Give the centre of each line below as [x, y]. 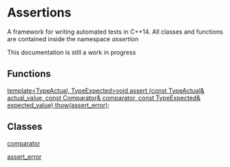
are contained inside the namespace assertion [73, 38]
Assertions [39, 13]
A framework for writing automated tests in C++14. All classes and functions [115, 32]
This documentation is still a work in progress [72, 52]
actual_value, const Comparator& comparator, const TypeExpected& [104, 98]
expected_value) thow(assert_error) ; [59, 105]
